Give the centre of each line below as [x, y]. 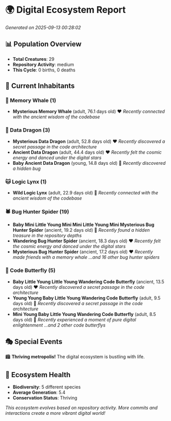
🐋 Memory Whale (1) [31, 101]
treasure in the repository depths [47, 236]
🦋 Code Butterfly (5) [31, 270]
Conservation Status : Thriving [45, 398]
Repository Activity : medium [43, 64]
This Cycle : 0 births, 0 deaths [44, 70]
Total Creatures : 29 [33, 59]
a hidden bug [26, 168]
